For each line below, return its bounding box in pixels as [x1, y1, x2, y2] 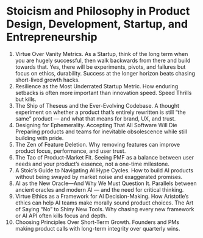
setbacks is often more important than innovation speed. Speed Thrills [15, 89, 192, 96]
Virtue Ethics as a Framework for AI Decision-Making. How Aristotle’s [15, 192, 189, 200]
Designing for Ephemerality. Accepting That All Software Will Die [15, 121, 178, 128]
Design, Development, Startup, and [6, 17, 188, 31]
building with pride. [15, 134, 64, 141]
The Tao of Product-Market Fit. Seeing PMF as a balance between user [15, 153, 194, 161]
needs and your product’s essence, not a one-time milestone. [15, 160, 169, 167]
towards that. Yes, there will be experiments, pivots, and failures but [15, 63, 186, 71]
